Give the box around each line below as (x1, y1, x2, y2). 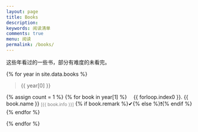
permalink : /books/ (6, 42, 55, 48)
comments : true (6, 31, 44, 37)
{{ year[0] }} (20, 82, 51, 89)
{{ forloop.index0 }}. (133, 93, 183, 101)
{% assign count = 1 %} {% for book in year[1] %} (6, 93, 127, 101)
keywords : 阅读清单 (6, 25, 51, 31)
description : (6, 20, 39, 25)
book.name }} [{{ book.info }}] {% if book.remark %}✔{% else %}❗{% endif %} (6, 100, 193, 107)
